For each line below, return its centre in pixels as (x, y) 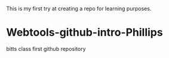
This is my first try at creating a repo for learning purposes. (79, 9)
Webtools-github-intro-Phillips (84, 33)
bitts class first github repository (46, 49)
